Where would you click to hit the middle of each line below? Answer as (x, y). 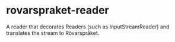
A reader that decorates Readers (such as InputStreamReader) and (88, 27)
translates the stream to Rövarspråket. (53, 33)
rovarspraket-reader (58, 10)
